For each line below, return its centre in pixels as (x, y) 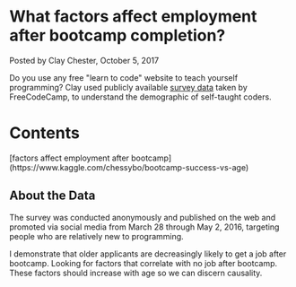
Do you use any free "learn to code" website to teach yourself (124, 77)
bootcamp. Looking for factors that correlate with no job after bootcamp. (144, 263)
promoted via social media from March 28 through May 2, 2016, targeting (144, 227)
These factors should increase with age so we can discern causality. (136, 273)
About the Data (52, 196)
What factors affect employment (133, 17)
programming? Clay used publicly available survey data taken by (129, 87)
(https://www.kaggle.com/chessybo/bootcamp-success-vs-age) (129, 167)
